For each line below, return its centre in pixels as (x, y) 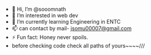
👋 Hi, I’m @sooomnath (39, 9)
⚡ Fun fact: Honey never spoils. (50, 37)
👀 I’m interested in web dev (45, 15)
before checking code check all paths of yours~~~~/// (78, 46)
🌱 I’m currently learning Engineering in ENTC (66, 22)
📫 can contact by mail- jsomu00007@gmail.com (72, 28)
